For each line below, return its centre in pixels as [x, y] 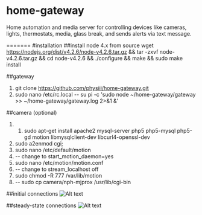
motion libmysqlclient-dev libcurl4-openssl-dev [91, 137]
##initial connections [32, 193]
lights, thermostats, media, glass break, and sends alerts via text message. [99, 33]
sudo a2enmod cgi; [39, 143]
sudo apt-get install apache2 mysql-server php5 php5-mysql [100, 130]
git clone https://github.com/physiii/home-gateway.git [82, 88]
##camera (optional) [32, 112]
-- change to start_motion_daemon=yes [64, 156]
